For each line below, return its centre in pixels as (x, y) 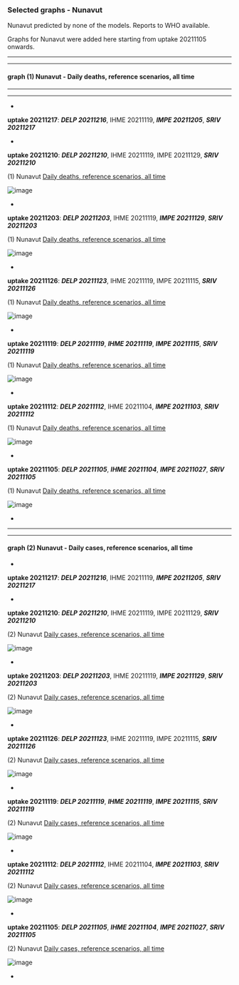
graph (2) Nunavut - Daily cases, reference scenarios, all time (100, 548)
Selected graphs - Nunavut (55, 10)
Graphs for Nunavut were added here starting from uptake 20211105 (107, 39)
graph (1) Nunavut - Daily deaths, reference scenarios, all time (101, 76)
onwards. (21, 47)
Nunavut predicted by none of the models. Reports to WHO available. (108, 26)
